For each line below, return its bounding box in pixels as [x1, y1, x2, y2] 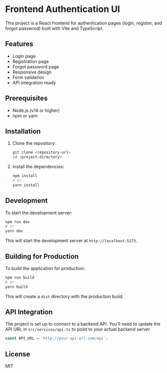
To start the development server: [5, 210, 73, 216]
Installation [5, 127, 41, 135]
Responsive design [12, 69, 52, 75]
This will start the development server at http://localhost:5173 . [5, 238, 138, 244]
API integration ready [12, 79, 56, 85]
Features [5, 40, 33, 48]
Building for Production [5, 252, 79, 261]
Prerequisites [5, 94, 48, 103]
